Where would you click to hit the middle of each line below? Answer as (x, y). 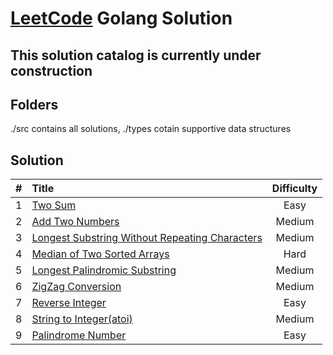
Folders (34, 104)
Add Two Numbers (75, 222)
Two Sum (54, 205)
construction (51, 70)
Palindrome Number (79, 335)
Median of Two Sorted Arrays (100, 254)
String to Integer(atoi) (82, 319)
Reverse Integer (69, 303)
